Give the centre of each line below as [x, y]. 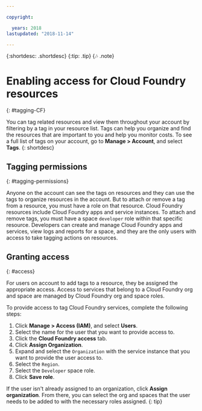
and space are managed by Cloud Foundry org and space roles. [85, 296]
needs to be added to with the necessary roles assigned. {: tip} [84, 401]
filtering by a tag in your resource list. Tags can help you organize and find [99, 129]
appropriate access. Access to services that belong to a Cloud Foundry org [99, 289]
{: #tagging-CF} [26, 110]
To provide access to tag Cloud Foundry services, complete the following [97, 307]
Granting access [38, 257]
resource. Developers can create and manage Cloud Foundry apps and [94, 225]
